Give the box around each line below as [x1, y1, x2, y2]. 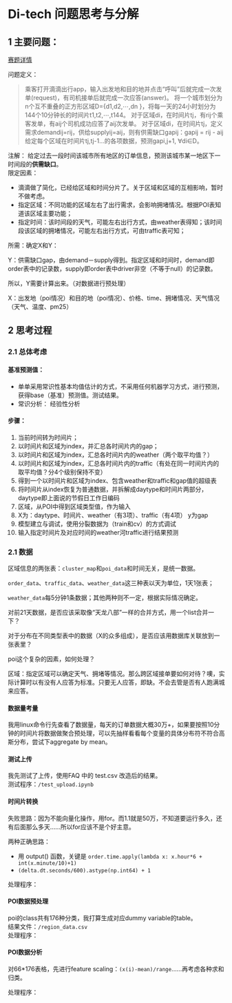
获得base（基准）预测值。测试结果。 [17, 391, 123, 399]
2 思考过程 [8, 325, 52, 336]
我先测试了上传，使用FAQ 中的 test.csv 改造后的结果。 [8, 772, 162, 780]
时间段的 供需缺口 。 [8, 160, 63, 168]
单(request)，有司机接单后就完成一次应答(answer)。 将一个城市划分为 [24, 94, 223, 102]
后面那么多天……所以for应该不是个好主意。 [13, 823, 135, 831]
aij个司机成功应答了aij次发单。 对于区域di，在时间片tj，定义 [54, 120, 223, 128]
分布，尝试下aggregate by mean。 [13, 738, 112, 746]
